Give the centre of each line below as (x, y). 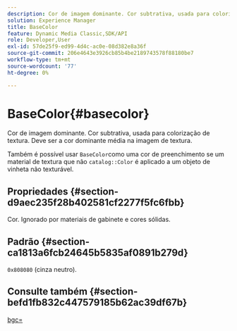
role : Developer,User (39, 40)
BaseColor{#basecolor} (78, 114)
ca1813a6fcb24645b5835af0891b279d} (98, 252)
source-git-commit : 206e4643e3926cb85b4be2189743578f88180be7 (101, 54)
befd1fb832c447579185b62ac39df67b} (97, 302)
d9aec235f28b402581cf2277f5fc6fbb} (96, 202)
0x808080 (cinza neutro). (42, 270)
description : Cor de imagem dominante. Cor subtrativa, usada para (109, 14)
